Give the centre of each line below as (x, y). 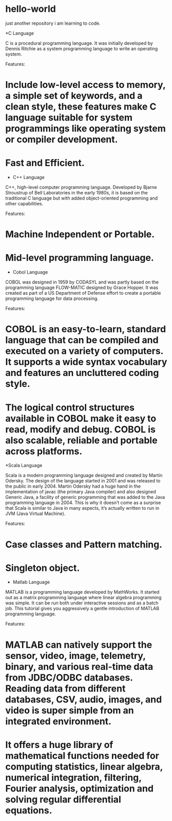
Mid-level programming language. (80, 258)
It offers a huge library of (59, 745)
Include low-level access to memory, (85, 85)
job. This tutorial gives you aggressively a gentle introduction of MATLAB (82, 609)
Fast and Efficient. (45, 163)
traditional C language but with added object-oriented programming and (82, 198)
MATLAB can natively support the (79, 645)
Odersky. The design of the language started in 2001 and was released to (83, 481)
